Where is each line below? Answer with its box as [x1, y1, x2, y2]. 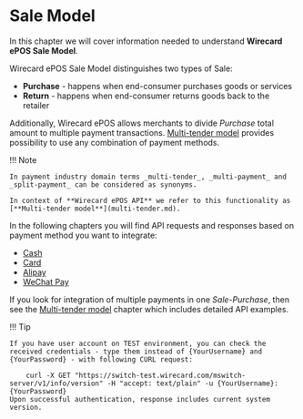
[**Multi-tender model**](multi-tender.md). [9, 204, 181, 213]
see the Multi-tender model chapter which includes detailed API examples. [9, 303, 289, 314]
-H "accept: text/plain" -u [106, 379, 214, 388]
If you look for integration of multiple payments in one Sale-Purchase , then [9, 293, 289, 305]
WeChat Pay [22, 276, 70, 287]
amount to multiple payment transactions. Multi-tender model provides [9, 127, 275, 138]
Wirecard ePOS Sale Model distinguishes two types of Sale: [9, 63, 234, 74]
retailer [22, 99, 50, 110]
